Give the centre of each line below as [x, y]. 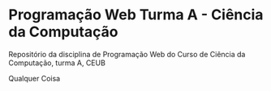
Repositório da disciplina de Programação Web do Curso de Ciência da [127, 54]
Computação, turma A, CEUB [57, 63]
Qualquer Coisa [34, 78]
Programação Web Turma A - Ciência [136, 15]
